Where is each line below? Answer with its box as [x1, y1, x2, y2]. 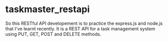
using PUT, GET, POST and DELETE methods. [5, 31, 101, 37]
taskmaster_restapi [5, 4, 90, 15]
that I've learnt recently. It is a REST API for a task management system [5, 25, 155, 31]
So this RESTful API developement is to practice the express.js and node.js [5, 20, 163, 26]
